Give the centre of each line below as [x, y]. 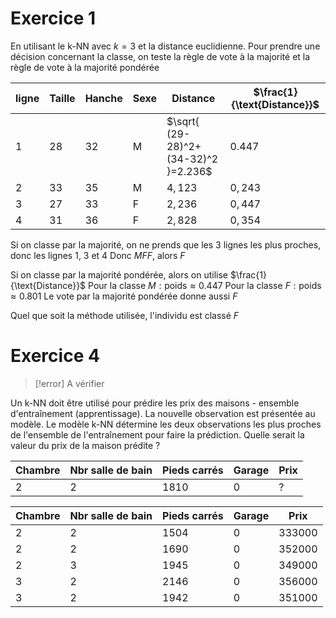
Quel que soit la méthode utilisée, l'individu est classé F [125, 315]
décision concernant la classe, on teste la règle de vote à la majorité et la [160, 56]
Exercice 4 [55, 356]
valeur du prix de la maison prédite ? [85, 445]
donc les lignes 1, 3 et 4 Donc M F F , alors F [98, 255]
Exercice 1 [53, 18]
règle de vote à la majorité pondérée [85, 67]
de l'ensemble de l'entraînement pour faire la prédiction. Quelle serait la [157, 434]
